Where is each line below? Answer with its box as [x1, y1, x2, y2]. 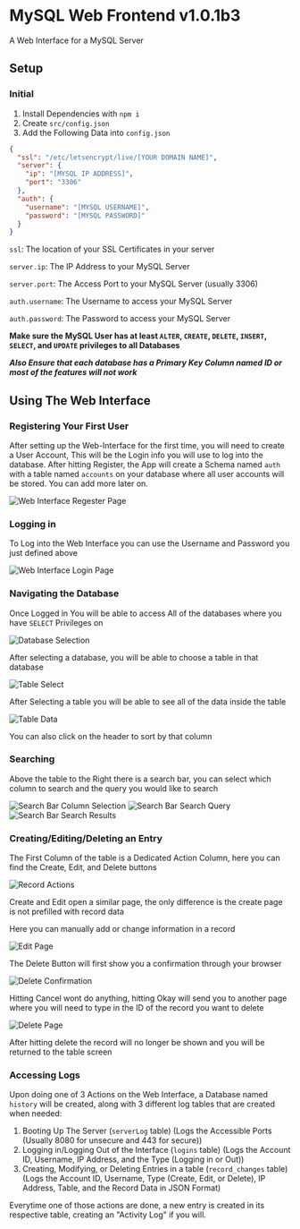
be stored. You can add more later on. [9, 478, 149, 489]
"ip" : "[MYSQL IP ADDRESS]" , [25, 169, 134, 179]
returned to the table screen [9, 1046, 112, 1057]
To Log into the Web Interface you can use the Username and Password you [9, 538, 290, 549]
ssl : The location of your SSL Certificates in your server [9, 243, 215, 255]
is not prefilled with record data [9, 906, 125, 917]
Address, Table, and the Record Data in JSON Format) [21, 1182, 221, 1193]
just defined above [9, 548, 79, 559]
